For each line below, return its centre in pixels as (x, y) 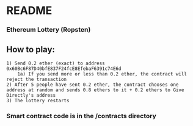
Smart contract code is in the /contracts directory (82, 116)
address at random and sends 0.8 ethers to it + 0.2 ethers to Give (95, 90)
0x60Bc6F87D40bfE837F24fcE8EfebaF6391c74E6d (64, 68)
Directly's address (31, 95)
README (29, 11)
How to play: (31, 49)
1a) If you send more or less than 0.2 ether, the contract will (102, 74)
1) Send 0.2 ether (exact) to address (56, 63)
